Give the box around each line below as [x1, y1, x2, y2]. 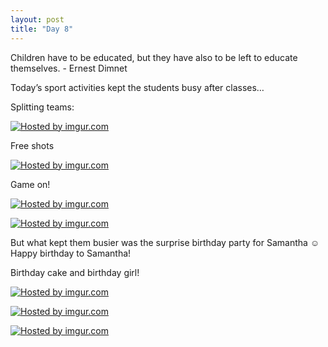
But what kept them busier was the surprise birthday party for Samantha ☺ [10, 236, 320, 248]
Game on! [10, 178, 51, 190]
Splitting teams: [10, 101, 75, 113]
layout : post [10, 14, 65, 25]
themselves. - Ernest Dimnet [10, 62, 128, 74]
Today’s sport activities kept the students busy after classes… [10, 81, 265, 93]
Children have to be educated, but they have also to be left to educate [10, 51, 298, 63]
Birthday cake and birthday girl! [10, 266, 140, 278]
